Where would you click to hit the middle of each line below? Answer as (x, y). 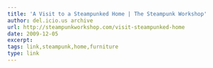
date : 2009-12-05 (33, 34)
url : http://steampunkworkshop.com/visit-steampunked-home (96, 27)
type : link (23, 54)
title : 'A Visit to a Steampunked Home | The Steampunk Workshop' (107, 14)
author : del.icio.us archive (50, 21)
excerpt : (20, 40)
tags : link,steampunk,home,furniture (63, 47)
